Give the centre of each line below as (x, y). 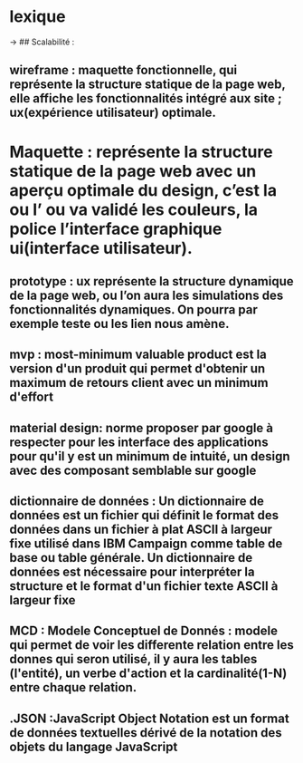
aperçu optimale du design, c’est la (143, 190)
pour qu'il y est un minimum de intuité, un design (150, 456)
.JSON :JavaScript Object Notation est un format (149, 718)
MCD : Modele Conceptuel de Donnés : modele (144, 631)
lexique (38, 17)
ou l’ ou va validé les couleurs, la (134, 209)
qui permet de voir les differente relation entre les (151, 645)
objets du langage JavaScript (94, 746)
